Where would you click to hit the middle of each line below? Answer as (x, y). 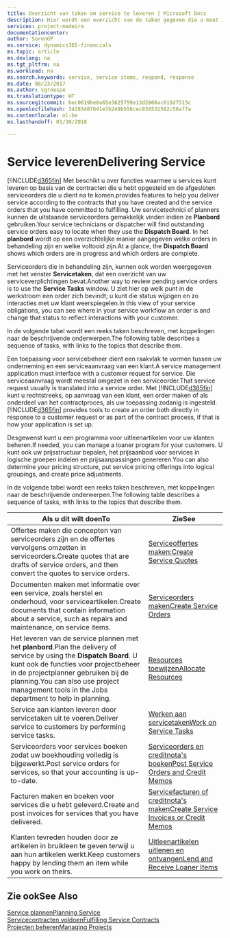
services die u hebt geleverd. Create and (75, 805)
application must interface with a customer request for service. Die (101, 374)
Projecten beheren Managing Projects (60, 927)
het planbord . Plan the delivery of (64, 647)
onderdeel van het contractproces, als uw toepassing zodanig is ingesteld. (112, 402)
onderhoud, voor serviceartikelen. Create (76, 602)
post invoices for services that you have (75, 813)
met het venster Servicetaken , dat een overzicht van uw (87, 274)
